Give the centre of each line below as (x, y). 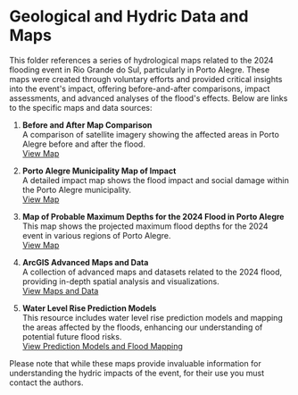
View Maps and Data (60, 290)
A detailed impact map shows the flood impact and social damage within (156, 180)
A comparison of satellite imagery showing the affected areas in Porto (150, 134)
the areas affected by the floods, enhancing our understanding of (142, 327)
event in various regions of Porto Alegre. (96, 235)
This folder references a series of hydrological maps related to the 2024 (141, 60)
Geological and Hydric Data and (129, 17)
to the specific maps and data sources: (81, 107)
